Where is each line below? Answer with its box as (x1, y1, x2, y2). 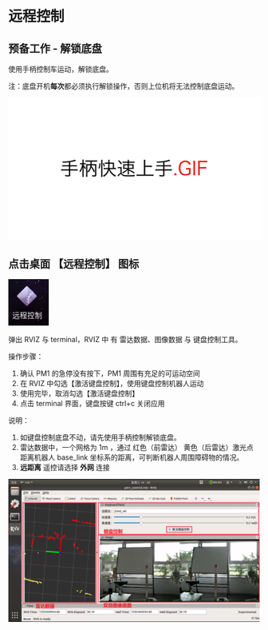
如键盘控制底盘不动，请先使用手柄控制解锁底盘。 (19, 433, 181, 442)
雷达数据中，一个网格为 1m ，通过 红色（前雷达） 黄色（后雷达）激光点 (19, 443, 254, 453)
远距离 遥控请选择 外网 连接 (19, 463, 110, 472)
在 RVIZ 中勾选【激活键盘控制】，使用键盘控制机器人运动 (19, 379, 204, 389)
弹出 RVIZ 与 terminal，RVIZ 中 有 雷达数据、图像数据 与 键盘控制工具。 (8, 335, 242, 345)
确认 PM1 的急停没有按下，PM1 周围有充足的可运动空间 (19, 369, 201, 378)
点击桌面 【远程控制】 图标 (8, 257, 140, 270)
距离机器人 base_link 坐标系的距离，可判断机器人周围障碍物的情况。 (19, 453, 244, 462)
